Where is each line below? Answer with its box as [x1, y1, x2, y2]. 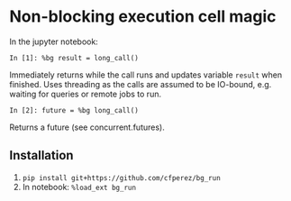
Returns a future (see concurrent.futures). [9, 122, 165, 132]
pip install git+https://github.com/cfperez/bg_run [22, 173, 221, 182]
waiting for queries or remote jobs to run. [9, 88, 162, 99]
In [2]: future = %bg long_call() [9, 105, 140, 114]
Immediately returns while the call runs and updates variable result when [9, 69, 283, 80]
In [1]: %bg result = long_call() [9, 53, 140, 62]
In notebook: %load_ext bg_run [22, 181, 137, 192]
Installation [9, 148, 74, 163]
